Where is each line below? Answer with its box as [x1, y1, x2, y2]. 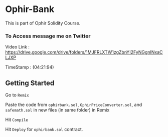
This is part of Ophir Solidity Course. [5, 20, 81, 26]
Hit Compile [5, 116, 29, 123]
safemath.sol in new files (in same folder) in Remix [5, 107, 110, 113]
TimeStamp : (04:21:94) [5, 64, 54, 70]
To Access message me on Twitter [5, 32, 91, 39]
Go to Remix [5, 92, 29, 98]
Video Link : [5, 44, 30, 50]
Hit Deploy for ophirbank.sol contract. [5, 126, 83, 132]
